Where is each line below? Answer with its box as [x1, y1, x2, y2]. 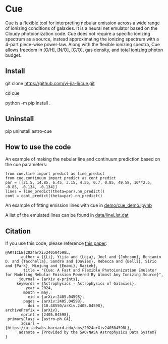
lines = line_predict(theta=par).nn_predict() [5, 189, 105, 194]
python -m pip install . [5, 100, 51, 106]
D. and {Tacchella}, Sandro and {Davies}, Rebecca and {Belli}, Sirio [5, 259, 157, 264]
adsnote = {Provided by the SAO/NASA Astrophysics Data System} [18, 330, 157, 335]
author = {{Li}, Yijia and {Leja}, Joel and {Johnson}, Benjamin [21, 254, 161, 260]
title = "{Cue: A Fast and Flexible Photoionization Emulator [23, 268, 157, 273]
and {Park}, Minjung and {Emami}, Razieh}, [5, 263, 98, 269]
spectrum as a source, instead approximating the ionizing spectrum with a [5, 36, 159, 42]
